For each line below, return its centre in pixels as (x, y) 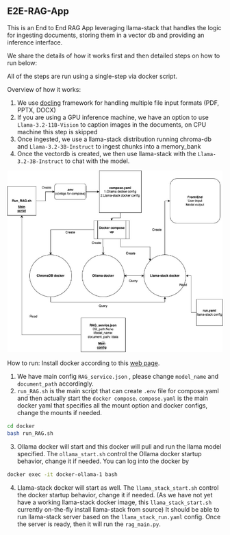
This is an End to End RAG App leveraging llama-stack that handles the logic (114, 27)
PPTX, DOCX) (36, 110)
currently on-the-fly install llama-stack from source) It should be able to (118, 509)
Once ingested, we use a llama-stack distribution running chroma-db (114, 139)
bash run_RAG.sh (30, 433)
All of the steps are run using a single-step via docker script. (92, 76)
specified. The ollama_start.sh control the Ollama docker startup (109, 453)
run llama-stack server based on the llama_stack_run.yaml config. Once (119, 517)
